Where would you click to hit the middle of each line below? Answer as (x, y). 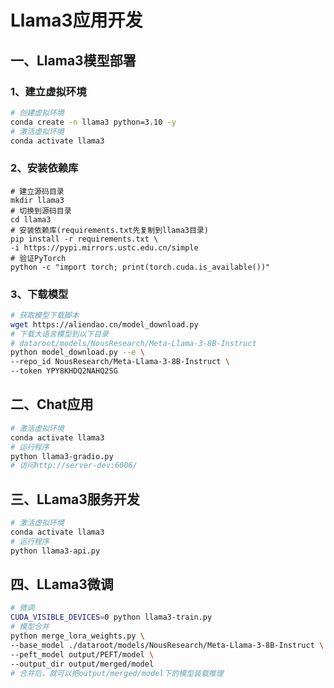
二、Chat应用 (52, 404)
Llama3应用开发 (76, 20)
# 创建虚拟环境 (37, 112)
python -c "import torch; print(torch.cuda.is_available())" (140, 267)
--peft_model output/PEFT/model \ (82, 654)
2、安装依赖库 (44, 168)
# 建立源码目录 (37, 191)
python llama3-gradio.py (62, 456)
